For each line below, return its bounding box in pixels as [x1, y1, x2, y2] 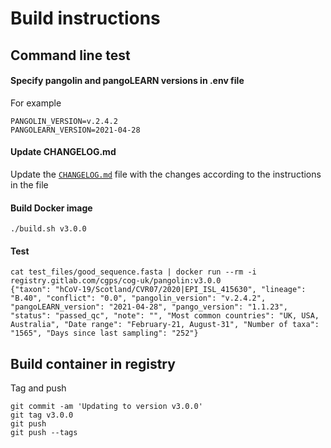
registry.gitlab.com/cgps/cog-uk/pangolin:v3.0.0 [10, 276, 222, 286]
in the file [10, 178, 49, 191]
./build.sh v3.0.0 [10, 224, 87, 234]
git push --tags [10, 428, 78, 438]
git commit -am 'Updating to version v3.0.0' [10, 402, 203, 412]
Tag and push [10, 382, 67, 394]
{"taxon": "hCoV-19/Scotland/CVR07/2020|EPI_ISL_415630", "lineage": [10, 285, 307, 295]
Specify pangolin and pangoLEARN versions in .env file [10, 75, 245, 87]
